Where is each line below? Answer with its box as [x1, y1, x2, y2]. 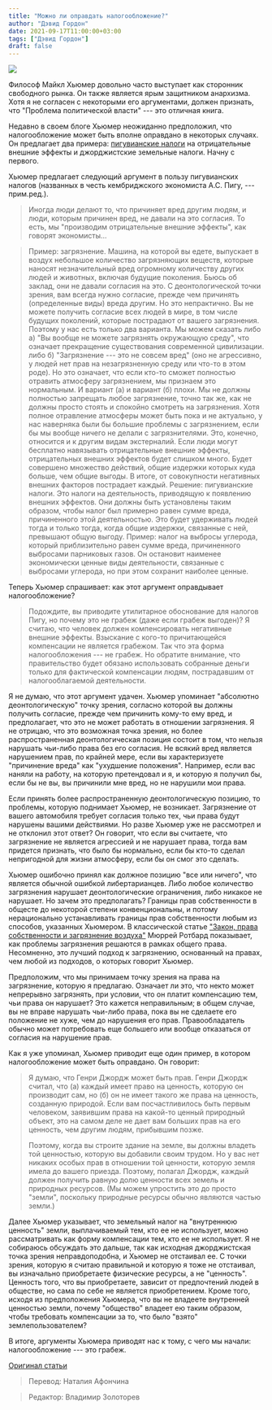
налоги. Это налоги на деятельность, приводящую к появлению [28, 489, 252, 499]
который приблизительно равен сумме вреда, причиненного [28, 540, 241, 550]
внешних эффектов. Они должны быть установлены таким [28, 497, 231, 507]
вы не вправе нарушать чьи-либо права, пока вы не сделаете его [8, 1006, 237, 1017]
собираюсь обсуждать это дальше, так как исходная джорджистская [8, 1242, 252, 1253]
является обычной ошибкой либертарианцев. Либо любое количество [8, 879, 254, 888]
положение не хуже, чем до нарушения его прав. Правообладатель [8, 1015, 245, 1025]
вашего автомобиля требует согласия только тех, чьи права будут [8, 811, 240, 821]
